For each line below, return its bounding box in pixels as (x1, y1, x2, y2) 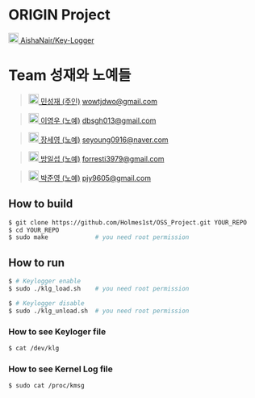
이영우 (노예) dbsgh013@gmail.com (40, 115, 157, 125)
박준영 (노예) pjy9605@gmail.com (40, 173, 152, 182)
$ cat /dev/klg (8, 344, 60, 352)
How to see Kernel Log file (8, 363, 113, 375)
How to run (8, 256, 65, 270)
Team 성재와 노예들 (8, 66, 132, 85)
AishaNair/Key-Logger (19, 35, 94, 45)
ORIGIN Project (8, 6, 111, 24)
